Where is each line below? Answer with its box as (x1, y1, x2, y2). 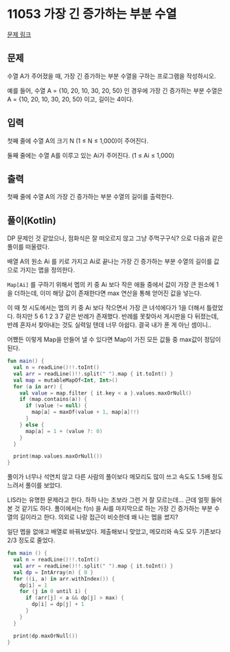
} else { (19, 421, 45, 428)
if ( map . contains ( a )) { (19, 396, 88, 403)
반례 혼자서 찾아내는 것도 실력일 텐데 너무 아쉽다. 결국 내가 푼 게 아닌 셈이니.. (7, 321, 211, 329)
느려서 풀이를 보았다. (7, 481, 62, 489)
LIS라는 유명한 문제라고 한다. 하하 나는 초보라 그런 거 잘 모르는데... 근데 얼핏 (7, 496, 209, 504)
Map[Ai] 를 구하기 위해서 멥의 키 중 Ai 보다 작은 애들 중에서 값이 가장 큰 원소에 (7, 281, 215, 289)
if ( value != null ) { (25, 402, 88, 409)
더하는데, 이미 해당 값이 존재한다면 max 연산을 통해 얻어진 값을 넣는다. (14, 289, 202, 297)
